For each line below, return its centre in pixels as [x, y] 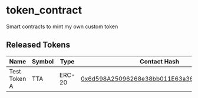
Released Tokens [38, 45]
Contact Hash [159, 61]
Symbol [43, 61]
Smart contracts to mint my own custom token [62, 26]
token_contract [44, 10]
